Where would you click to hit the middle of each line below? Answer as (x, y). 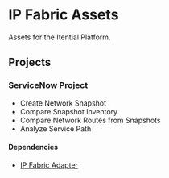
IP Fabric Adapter (49, 165)
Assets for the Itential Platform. (60, 37)
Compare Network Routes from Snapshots (90, 120)
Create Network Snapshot (63, 103)
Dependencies (33, 147)
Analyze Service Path (56, 128)
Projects (30, 62)
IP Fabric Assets (64, 15)
